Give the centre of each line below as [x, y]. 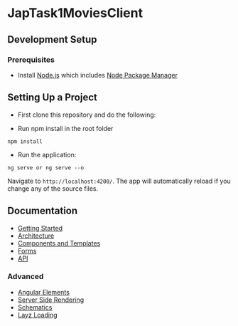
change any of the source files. [53, 188]
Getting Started [40, 228]
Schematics [35, 307]
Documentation [43, 211]
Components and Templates [59, 243]
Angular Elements [43, 292]
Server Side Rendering [51, 300]
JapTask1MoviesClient [75, 13]
